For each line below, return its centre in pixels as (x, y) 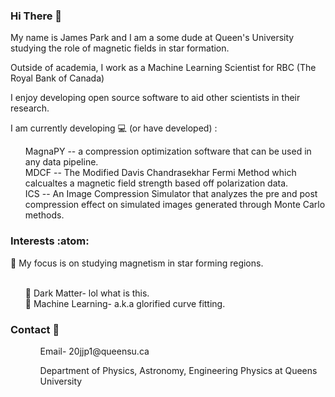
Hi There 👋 (36, 16)
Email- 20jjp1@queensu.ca (94, 351)
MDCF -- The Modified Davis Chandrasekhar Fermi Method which (160, 173)
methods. (44, 215)
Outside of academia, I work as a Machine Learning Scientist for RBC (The (163, 68)
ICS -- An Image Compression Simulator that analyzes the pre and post (171, 194)
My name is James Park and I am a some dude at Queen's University (152, 38)
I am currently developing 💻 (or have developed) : (114, 128)
